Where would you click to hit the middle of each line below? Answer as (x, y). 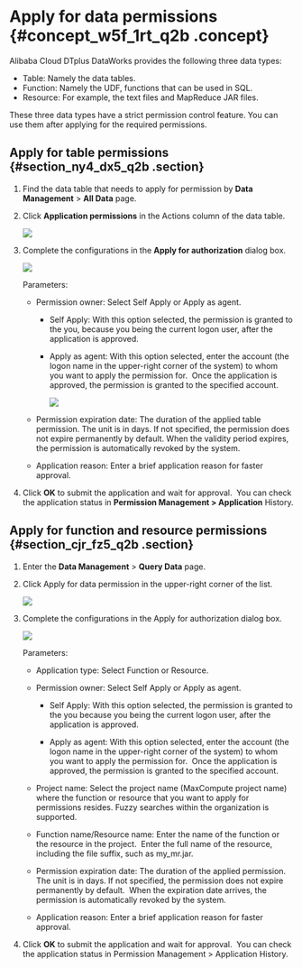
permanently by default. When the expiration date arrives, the (151, 890)
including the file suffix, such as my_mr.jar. (114, 853)
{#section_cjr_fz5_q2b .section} (101, 544)
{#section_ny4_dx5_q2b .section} (107, 167)
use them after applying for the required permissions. (108, 124)
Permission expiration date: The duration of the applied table (148, 419)
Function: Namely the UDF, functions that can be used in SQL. (137, 88)
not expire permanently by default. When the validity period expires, (162, 438)
